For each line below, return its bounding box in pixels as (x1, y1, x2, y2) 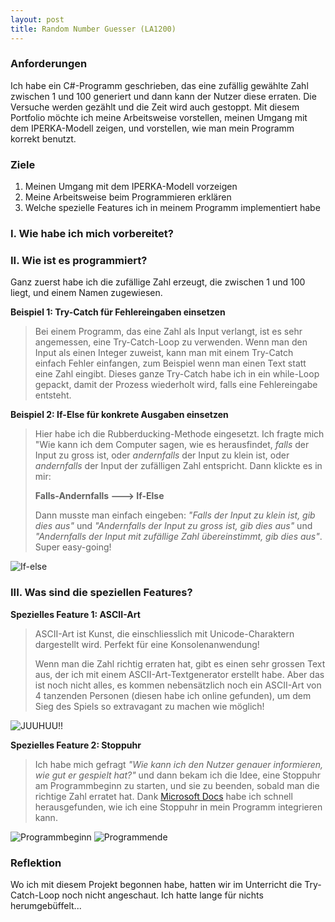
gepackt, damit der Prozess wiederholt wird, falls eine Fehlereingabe (34, 379, 318, 391)
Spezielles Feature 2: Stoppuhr (10, 739, 142, 751)
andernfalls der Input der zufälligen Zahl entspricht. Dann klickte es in (34, 460, 323, 472)
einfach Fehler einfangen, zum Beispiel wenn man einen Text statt (34, 357, 307, 370)
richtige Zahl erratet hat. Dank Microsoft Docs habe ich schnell (34, 790, 293, 802)
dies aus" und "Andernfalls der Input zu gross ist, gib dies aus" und (34, 520, 313, 532)
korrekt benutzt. (10, 132, 77, 145)
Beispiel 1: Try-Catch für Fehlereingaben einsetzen (10, 306, 226, 318)
